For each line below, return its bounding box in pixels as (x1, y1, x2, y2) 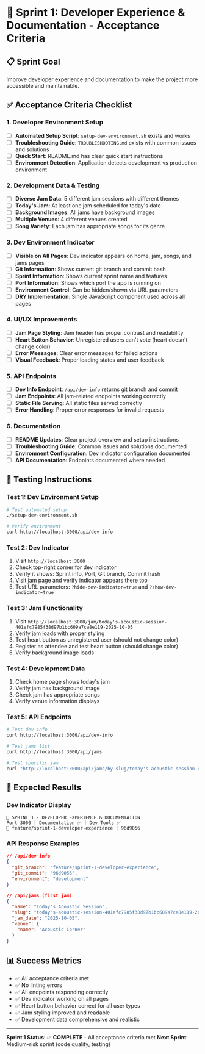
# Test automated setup (6, 506, 67, 513)
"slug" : (12, 909, 32, 916)
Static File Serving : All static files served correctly (15, 400, 142, 407)
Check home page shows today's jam (15, 678, 110, 685)
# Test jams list (6, 743, 51, 749)
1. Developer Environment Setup (6, 118, 104, 127)
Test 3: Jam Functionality (6, 604, 84, 612)
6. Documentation (6, 422, 61, 431)
